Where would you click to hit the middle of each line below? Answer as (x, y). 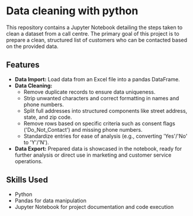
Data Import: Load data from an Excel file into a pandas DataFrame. (97, 79)
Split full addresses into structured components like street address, (105, 110)
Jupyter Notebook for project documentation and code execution (94, 207)
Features (23, 65)
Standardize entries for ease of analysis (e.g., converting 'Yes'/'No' (105, 136)
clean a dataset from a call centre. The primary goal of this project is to (93, 33)
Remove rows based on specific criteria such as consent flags (99, 123)
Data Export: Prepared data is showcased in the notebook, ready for (98, 148)
